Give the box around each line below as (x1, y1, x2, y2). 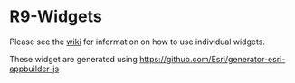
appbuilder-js (9, 63, 60, 74)
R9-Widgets (9, 6, 102, 27)
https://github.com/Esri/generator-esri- (138, 53, 286, 64)
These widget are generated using (9, 53, 138, 64)
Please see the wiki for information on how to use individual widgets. (9, 36, 265, 47)
